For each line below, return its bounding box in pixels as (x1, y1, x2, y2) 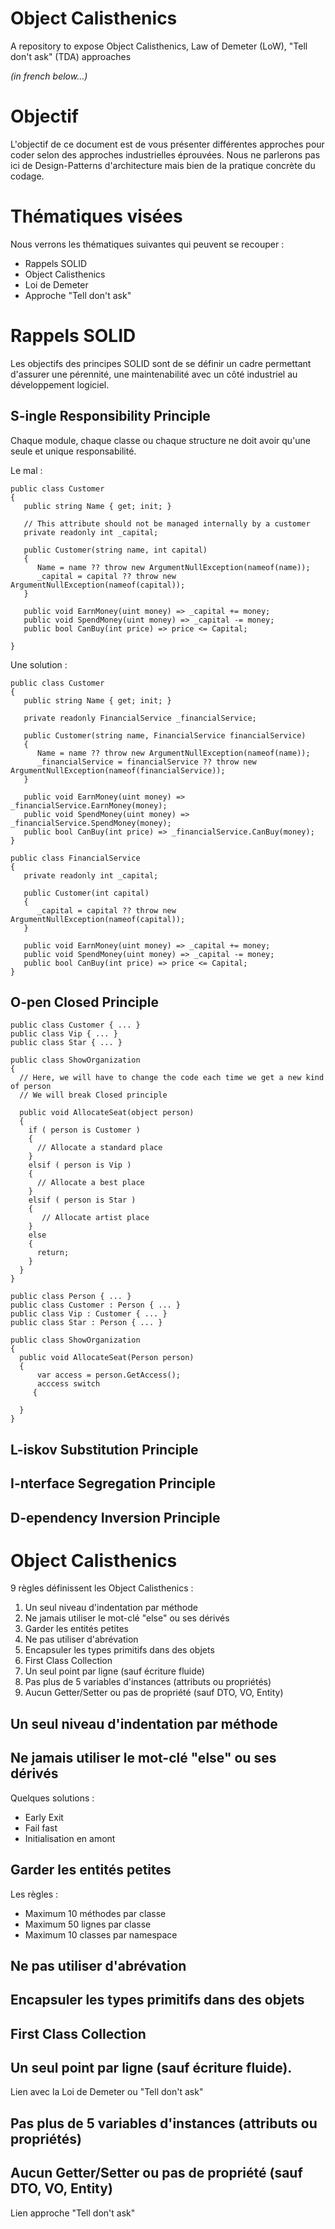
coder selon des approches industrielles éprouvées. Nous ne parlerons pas (10, 148, 321, 161)
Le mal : (10, 464, 43, 476)
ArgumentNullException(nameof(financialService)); (10, 765, 226, 776)
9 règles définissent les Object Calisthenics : (10, 1582, 194, 1594)
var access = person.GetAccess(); (36, 1370, 182, 1381)
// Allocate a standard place (36, 1143, 163, 1153)
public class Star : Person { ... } (10, 1318, 163, 1328)
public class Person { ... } (10, 1292, 132, 1302)
